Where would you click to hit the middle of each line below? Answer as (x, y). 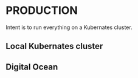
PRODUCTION (42, 11)
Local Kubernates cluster (54, 46)
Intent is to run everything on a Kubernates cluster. (69, 27)
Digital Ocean (32, 67)
